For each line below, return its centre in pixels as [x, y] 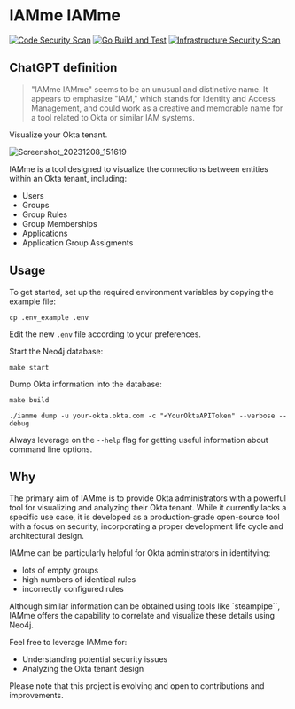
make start [29, 367]
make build [29, 400]
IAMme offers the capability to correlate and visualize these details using [142, 616]
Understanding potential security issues [95, 659]
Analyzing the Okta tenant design [83, 669]
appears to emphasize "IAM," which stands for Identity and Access [153, 98]
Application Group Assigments [78, 242]
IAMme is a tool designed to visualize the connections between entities [139, 168]
